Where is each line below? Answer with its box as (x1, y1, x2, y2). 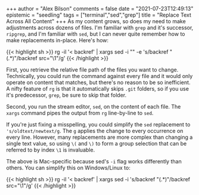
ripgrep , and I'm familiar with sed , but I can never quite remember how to (6, 30, 185, 38)
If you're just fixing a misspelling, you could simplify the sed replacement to (6, 121, 191, 128)
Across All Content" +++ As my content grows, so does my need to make (6, 18, 186, 24)
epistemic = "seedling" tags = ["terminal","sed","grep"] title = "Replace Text (6, 11, 192, 18)
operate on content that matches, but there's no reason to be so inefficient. (6, 79, 191, 86)
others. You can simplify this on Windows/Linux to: (6, 164, 131, 171)
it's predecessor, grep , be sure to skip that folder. (6, 92, 127, 98)
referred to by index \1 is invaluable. (6, 146, 95, 153)
